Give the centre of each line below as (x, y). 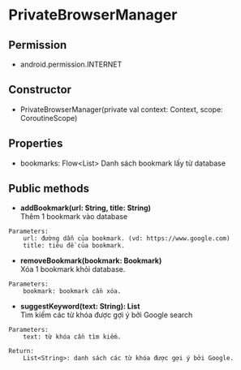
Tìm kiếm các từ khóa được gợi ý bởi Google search (106, 315)
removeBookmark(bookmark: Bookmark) (91, 260)
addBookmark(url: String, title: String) (86, 208)
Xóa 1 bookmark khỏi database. (73, 269)
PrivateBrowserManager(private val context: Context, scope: (121, 109)
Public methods (49, 189)
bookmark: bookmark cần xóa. (72, 291)
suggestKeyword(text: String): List (80, 307)
